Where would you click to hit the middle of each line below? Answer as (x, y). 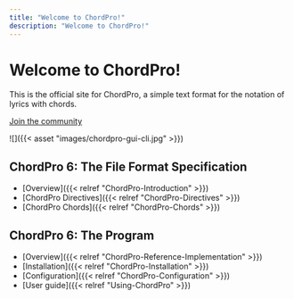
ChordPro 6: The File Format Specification (128, 166)
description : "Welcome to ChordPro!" (79, 26)
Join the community (46, 121)
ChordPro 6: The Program (82, 235)
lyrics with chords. (43, 104)
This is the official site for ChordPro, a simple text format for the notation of (147, 95)
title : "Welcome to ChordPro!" (67, 17)
